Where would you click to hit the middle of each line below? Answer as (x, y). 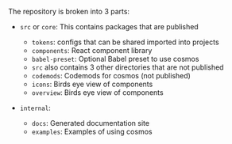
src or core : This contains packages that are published (109, 27)
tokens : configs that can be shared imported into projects (126, 42)
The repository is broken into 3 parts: (69, 11)
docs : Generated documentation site (90, 123)
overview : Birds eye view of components (98, 93)
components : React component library (92, 50)
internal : (35, 108)
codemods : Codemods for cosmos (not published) (111, 76)
